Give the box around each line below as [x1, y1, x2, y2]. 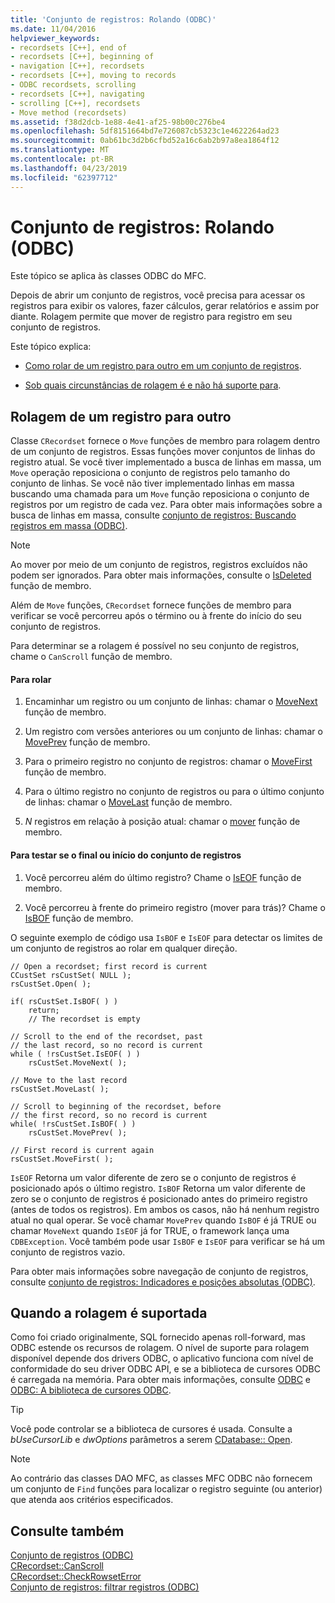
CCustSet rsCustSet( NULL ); [10, 970, 132, 980]
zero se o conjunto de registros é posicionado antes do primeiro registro [10, 1192, 308, 1205]
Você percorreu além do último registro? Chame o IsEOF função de [24, 871, 302, 883]
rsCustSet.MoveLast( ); [10, 1084, 110, 1094]
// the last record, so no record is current [10, 1040, 203, 1050]
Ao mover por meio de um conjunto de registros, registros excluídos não [10, 559, 308, 571]
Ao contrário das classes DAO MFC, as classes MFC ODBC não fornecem [10, 1472, 313, 1485]
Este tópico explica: [10, 341, 92, 353]
